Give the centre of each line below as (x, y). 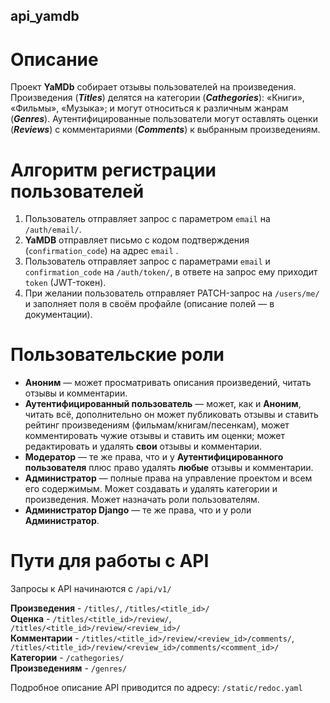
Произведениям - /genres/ (69, 668)
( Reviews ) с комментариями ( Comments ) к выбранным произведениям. (165, 130)
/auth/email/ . (53, 230)
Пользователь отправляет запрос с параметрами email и (147, 261)
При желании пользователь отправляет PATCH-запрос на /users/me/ (172, 293)
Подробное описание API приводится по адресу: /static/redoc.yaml (156, 688)
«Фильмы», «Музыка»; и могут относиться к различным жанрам (149, 108)
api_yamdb (45, 16)
